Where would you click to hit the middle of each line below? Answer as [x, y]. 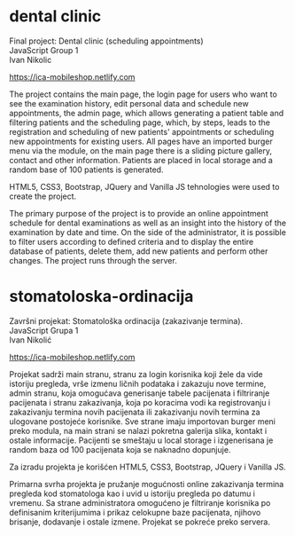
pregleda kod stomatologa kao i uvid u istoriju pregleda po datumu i [132, 493]
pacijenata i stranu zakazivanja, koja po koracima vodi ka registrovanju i [140, 402]
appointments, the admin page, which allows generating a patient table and [147, 113]
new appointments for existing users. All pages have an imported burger [141, 141]
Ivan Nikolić [31, 340]
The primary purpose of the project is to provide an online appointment [139, 213]
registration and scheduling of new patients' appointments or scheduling [142, 131]
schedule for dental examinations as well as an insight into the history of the [147, 223]
